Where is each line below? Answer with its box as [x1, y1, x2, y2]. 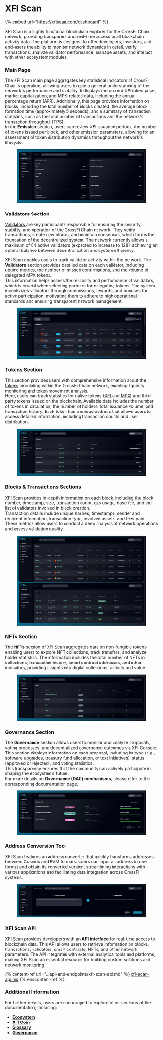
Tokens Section [5, 366, 43, 373]
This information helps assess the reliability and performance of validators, [5, 277, 155, 283]
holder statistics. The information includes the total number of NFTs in [5, 655, 145, 661]
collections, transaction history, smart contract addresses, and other [5, 660, 142, 665]
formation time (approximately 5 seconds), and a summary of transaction [5, 108, 151, 114]
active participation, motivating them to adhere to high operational [5, 293, 137, 299]
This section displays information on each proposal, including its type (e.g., [5, 750, 155, 756]
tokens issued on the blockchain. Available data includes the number [16, 398, 154, 404]
